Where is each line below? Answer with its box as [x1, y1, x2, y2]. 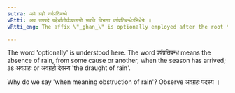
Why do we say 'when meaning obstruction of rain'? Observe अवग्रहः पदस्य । [7, 78, 220, 86]
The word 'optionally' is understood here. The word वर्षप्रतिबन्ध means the [7, 48, 211, 57]
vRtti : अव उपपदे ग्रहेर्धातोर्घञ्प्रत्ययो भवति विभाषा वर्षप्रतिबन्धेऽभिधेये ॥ [7, 17, 152, 24]
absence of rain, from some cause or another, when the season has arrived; [7, 57, 226, 65]
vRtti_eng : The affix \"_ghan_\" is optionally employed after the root [7, 23, 224, 30]
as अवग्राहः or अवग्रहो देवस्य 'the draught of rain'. [7, 64, 131, 72]
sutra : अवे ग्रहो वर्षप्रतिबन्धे [7, 10, 68, 17]
